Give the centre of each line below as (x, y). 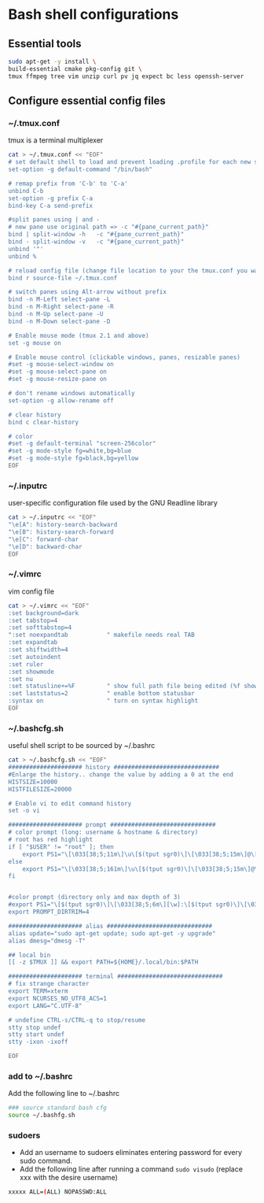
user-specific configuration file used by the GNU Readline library (113, 503)
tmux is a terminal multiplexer (56, 140)
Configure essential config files (87, 101)
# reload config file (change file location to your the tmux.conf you (128, 270)
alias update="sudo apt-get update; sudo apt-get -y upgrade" (112, 933)
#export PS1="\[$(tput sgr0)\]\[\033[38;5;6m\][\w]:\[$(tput (110, 905)
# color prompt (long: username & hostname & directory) (103, 832)
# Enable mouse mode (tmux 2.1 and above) (79, 335)
